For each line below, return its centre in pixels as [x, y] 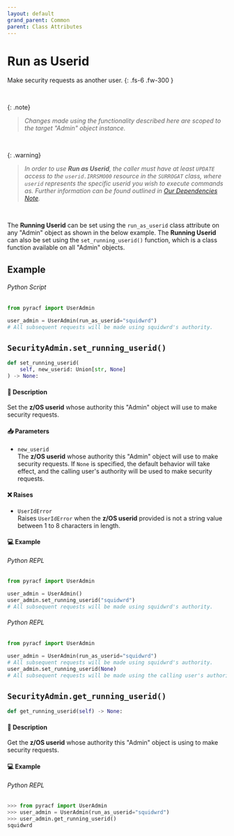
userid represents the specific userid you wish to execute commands [124, 184]
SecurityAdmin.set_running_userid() [87, 348]
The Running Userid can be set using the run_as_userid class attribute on [113, 225]
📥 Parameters [29, 431]
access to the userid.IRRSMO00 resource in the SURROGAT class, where [123, 176]
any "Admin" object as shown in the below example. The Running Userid [112, 233]
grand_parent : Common [39, 20]
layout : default [31, 14]
